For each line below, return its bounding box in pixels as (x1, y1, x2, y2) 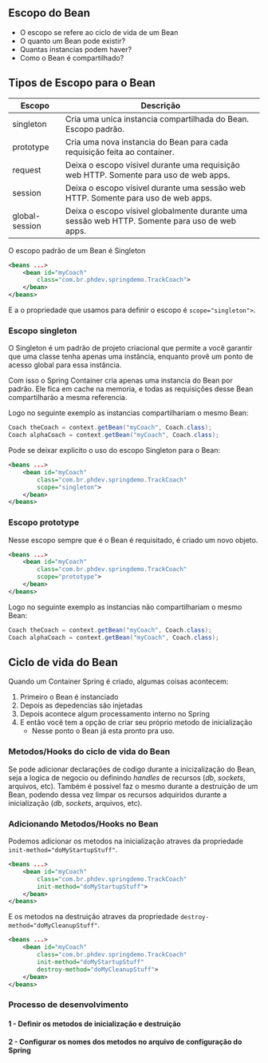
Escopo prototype (8, 517, 80, 528)
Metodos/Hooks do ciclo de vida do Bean (8, 746, 171, 757)
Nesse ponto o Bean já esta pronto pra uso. (31, 726, 175, 736)
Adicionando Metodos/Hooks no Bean (8, 818, 159, 829)
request (12, 164, 41, 175)
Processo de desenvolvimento (8, 999, 129, 1010)
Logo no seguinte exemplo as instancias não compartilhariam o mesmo (8, 602, 242, 612)
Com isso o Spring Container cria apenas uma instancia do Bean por (8, 375, 233, 386)
